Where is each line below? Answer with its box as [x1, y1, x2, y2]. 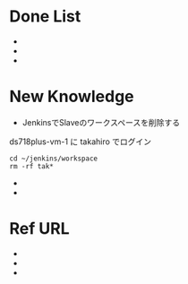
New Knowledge [9, 87, 134, 107]
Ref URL [9, 219, 70, 239]
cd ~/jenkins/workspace [9, 154, 98, 163]
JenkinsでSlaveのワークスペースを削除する [21, 116, 181, 127]
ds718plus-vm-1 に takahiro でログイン [9, 136, 152, 147]
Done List [9, 6, 81, 27]
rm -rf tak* [9, 161, 54, 171]
